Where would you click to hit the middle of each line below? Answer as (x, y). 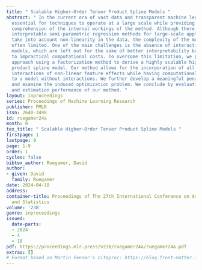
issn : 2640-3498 (26, 112)
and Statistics (31, 202)
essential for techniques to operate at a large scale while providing (103, 23)
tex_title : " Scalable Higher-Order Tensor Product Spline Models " (94, 129)
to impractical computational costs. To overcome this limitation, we (102, 57)
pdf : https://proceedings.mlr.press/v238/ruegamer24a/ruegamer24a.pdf (96, 247)
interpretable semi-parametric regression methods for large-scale (98, 34)
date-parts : (27, 224)
